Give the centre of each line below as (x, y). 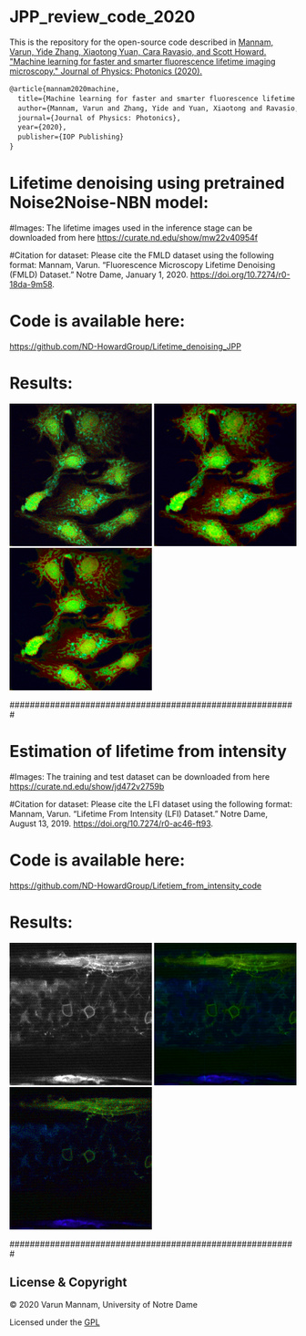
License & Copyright (68, 1283)
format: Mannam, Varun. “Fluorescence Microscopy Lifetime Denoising (143, 265)
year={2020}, (42, 128)
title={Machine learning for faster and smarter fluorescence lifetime (157, 98)
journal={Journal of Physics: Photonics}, (99, 118)
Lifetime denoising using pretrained (147, 183)
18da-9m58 (31, 284)
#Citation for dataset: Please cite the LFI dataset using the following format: (151, 803)
